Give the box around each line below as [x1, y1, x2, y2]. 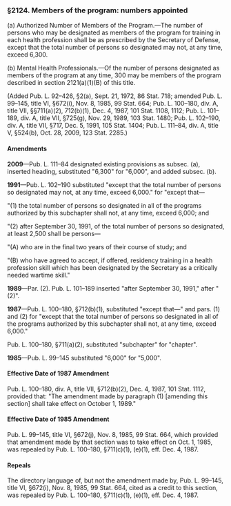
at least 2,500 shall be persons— [7, 229, 101, 237]
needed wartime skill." [7, 271, 70, 279]
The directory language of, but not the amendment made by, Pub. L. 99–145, [7, 476, 224, 485]
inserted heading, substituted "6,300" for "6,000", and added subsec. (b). [7, 167, 217, 175]
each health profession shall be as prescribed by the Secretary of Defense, [7, 36, 221, 44]
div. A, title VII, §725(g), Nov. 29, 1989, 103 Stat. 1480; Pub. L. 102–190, [20, 114, 221, 122]
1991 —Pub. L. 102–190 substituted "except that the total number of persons [7, 180, 222, 188]
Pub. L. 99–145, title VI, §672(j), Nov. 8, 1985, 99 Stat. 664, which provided [7, 430, 219, 438]
